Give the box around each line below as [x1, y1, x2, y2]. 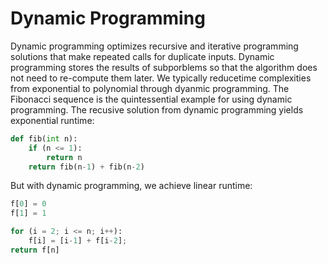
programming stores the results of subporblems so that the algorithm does [10, 61, 318, 73]
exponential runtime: [10, 114, 95, 126]
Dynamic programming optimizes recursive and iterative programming [10, 40, 299, 52]
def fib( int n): [10, 133, 78, 144]
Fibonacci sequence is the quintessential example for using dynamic [10, 93, 293, 105]
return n [46, 152, 83, 162]
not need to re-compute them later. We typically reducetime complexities [10, 72, 312, 84]
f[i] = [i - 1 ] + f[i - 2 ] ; [28, 236, 128, 246]
